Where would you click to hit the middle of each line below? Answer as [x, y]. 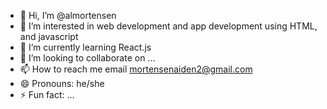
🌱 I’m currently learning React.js [85, 47]
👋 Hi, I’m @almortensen [68, 15]
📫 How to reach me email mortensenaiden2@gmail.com [136, 69]
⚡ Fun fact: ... [47, 94]
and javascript [49, 36]
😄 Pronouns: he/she [62, 83]
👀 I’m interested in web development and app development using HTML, [168, 26]
